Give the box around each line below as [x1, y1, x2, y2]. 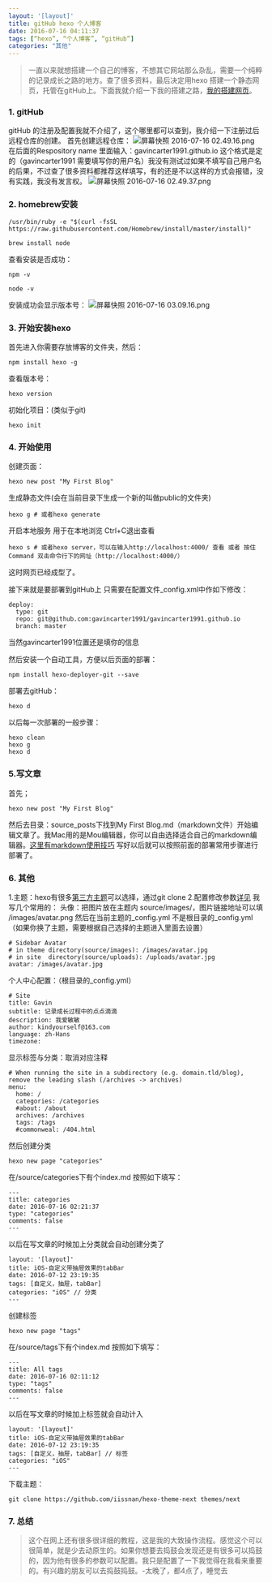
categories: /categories [15, 1097, 100, 1105]
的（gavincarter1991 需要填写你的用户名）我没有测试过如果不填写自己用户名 [8, 156, 261, 166]
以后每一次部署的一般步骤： [8, 717, 101, 727]
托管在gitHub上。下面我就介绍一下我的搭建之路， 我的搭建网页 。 [42, 86, 257, 96]
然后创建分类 [8, 1141, 51, 1151]
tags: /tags [15, 1118, 57, 1126]
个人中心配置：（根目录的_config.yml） [8, 975, 136, 985]
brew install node [8, 239, 70, 247]
